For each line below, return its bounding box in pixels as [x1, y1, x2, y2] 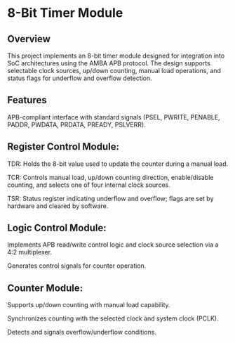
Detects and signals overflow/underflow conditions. [7, 328, 156, 337]
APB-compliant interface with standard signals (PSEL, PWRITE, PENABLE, [7, 112, 220, 121]
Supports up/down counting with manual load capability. [7, 301, 170, 309]
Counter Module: [7, 282, 83, 294]
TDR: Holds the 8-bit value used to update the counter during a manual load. [7, 160, 229, 168]
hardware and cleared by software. [7, 202, 109, 210]
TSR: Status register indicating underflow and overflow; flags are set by [7, 194, 214, 202]
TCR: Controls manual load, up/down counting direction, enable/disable [7, 173, 214, 181]
